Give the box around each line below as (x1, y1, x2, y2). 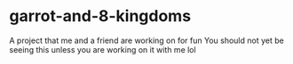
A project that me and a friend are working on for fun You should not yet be (9, 35, 284, 46)
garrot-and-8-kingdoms (9, 6, 192, 26)
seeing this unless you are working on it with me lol (9, 44, 197, 54)
